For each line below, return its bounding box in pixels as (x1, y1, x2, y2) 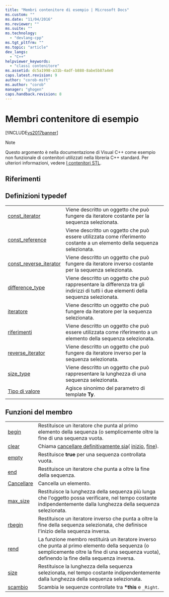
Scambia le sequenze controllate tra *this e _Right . (38, 584, 159, 591)
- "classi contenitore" (10, 63, 59, 68)
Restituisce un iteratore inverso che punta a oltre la (38, 515, 158, 522)
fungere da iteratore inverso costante (65, 260, 153, 267)
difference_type (8, 284, 45, 291)
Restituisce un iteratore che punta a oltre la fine (38, 466, 150, 473)
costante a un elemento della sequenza (65, 239, 158, 246)
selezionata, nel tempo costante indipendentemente (38, 569, 161, 576)
